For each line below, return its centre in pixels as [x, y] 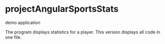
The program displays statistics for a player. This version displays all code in [83, 32]
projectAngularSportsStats [62, 9]
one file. [13, 37]
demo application [23, 22]
